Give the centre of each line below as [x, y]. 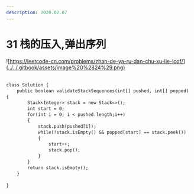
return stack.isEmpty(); [58, 168]
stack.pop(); [64, 150]
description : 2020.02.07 [37, 12]
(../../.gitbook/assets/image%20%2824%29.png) [66, 67]
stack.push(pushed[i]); [67, 126]
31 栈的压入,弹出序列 [56, 44]
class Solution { [28, 85]
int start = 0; [46, 109]
